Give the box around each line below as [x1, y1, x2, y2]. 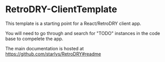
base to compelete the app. [5, 36, 64, 42]
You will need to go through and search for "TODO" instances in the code [5, 30, 160, 36]
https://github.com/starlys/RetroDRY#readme [5, 51, 101, 57]
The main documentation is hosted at [5, 45, 84, 51]
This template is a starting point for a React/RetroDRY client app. [5, 20, 141, 26]
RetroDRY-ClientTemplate [5, 4, 117, 15]
